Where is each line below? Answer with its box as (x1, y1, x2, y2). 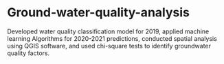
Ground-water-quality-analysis (7, 5, 190, 20)
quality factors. (7, 49, 50, 57)
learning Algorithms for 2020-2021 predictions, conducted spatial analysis (7, 34, 218, 42)
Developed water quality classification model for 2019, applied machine (7, 27, 210, 35)
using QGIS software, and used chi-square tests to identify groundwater (7, 42, 212, 50)
